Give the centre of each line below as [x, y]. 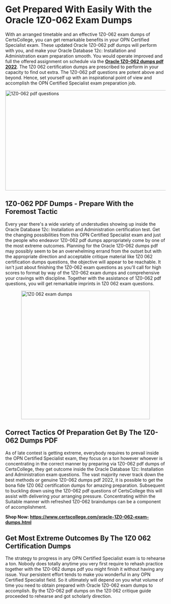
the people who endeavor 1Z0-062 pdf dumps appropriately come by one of [85, 240]
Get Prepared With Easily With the [79, 9]
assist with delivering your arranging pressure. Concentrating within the [80, 496]
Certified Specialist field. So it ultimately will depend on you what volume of [84, 580]
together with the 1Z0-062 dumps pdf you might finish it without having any [84, 569]
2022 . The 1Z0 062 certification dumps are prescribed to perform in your [82, 67]
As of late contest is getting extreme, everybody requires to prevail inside [82, 453]
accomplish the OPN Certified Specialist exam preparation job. [71, 83]
